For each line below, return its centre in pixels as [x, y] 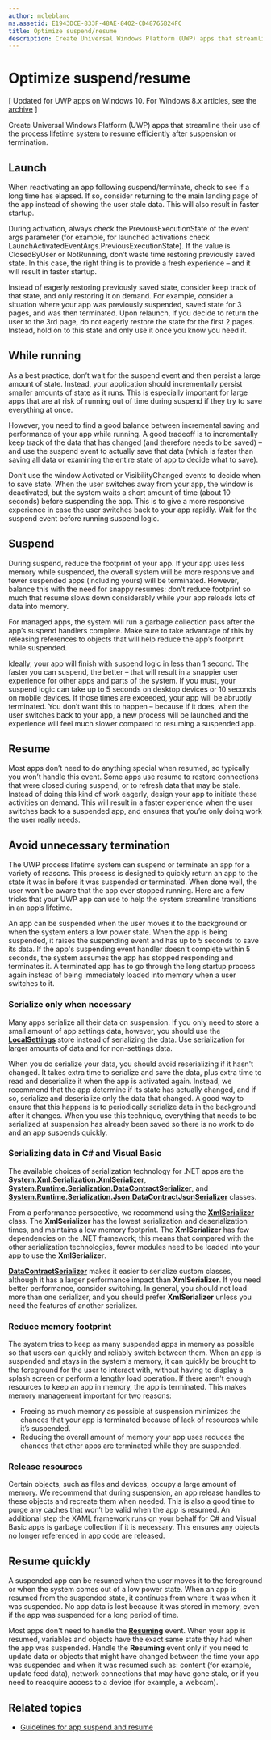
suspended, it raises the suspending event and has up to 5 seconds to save [134, 941]
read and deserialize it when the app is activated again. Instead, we [120, 1081]
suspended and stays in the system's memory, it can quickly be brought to [132, 1361]
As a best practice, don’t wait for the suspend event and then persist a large [134, 375]
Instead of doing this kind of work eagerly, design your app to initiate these [133, 794]
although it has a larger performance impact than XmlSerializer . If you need [134, 1280]
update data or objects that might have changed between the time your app [134, 1657]
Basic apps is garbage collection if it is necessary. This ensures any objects [134, 1527]
